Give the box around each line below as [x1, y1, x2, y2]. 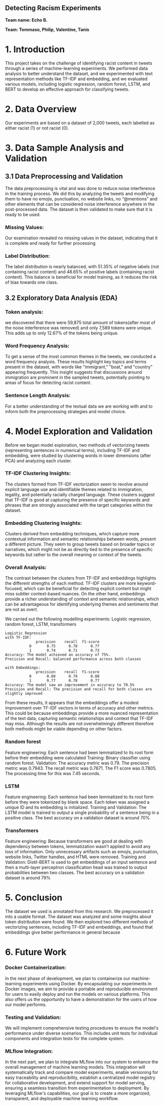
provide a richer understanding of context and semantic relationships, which [5, 596, 159, 602]
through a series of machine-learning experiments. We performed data [5, 65, 148, 71]
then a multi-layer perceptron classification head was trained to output [5, 864, 147, 871]
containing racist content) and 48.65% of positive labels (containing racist [5, 269, 155, 275]
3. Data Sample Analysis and [5, 142, 124, 153]
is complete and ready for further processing [5, 240, 96, 246]
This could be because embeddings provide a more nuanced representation [5, 710, 159, 716]
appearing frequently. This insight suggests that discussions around [5, 369, 142, 375]
